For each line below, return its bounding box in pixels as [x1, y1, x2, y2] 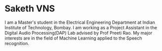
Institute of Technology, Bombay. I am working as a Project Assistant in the [4, 24, 157, 30]
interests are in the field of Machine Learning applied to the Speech [4, 35, 142, 41]
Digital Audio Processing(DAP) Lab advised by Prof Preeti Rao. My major [4, 30, 153, 36]
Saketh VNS [4, 3, 55, 14]
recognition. [4, 40, 29, 46]
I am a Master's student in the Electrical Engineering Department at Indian [4, 19, 156, 25]
